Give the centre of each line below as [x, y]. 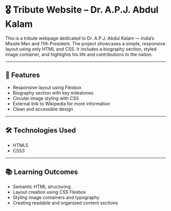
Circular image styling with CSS [46, 98]
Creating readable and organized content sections [65, 203]
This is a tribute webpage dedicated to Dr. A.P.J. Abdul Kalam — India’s [80, 38]
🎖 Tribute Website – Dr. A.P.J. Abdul [82, 10]
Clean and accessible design [43, 109]
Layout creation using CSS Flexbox [49, 192]
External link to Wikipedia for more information [61, 103]
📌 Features [23, 75]
